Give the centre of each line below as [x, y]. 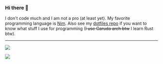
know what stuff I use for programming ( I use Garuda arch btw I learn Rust [79, 29]
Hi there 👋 [17, 8]
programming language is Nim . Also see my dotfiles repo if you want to [76, 23]
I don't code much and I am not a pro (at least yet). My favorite [67, 18]
